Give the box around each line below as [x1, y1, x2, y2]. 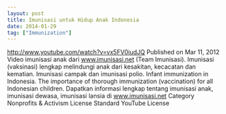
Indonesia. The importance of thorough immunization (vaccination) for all [7, 77, 214, 86]
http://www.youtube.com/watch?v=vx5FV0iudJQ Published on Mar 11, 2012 [7, 48, 220, 56]
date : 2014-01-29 [7, 23, 57, 30]
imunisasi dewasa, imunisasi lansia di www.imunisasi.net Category [7, 92, 195, 100]
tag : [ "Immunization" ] [7, 29, 72, 36]
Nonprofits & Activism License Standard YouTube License [7, 99, 170, 107]
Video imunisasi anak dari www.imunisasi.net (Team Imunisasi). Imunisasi [7, 56, 214, 64]
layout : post [7, 10, 45, 17]
